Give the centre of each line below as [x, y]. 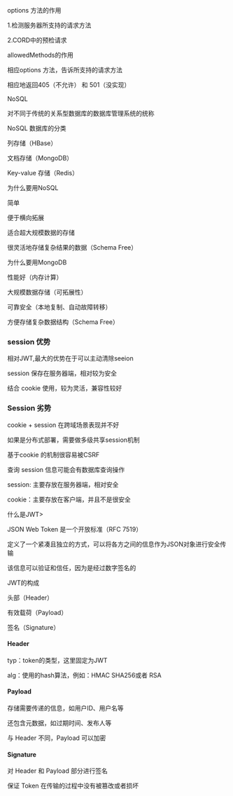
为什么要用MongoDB [37, 262]
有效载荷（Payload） [37, 612]
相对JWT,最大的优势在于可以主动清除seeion [71, 358]
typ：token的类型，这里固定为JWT [57, 660]
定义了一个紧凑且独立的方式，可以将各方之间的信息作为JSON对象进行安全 [114, 544]
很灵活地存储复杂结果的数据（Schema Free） [72, 247]
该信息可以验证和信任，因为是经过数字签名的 [72, 567]
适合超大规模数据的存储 [41, 232]
